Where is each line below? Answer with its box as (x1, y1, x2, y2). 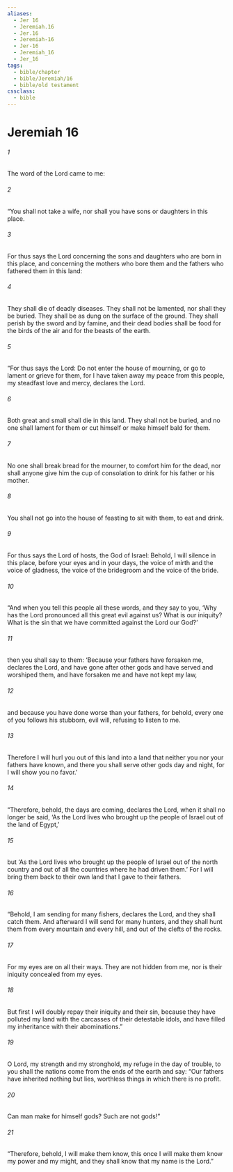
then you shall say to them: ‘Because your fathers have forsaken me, (7, 656, 204, 664)
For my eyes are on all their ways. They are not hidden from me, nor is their (7, 962, 223, 971)
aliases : (7, 10, 33, 17)
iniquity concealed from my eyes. (7, 970, 103, 978)
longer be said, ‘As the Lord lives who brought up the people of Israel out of (7, 813, 224, 822)
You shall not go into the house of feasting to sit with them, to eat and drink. (7, 514, 225, 522)
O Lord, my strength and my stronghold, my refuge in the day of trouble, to (7, 1060, 221, 1068)
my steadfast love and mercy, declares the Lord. (7, 379, 145, 387)
